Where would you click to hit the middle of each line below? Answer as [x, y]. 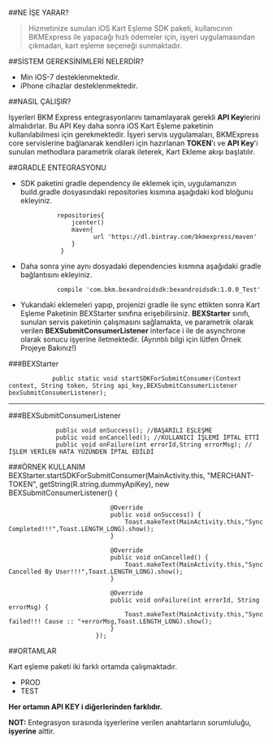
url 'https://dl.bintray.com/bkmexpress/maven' [175, 237]
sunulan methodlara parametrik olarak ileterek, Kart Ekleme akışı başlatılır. [132, 152]
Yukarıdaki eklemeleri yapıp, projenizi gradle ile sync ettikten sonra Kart [140, 305]
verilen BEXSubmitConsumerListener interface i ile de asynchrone [133, 331]
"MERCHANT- [230, 475]
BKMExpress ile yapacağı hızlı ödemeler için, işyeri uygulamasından [142, 37]
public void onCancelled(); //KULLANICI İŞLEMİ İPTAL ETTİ [158, 437]
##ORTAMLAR [32, 651]
